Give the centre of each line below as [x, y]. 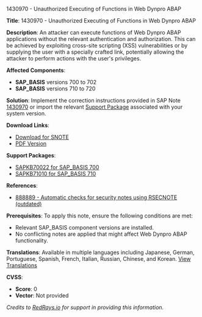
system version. [26, 113]
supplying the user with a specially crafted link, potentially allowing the [95, 52]
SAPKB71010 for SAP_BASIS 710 [56, 174]
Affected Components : [36, 70]
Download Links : [28, 125]
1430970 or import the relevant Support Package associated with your [95, 107]
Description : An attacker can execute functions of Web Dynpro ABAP [94, 32]
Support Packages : [31, 155]
